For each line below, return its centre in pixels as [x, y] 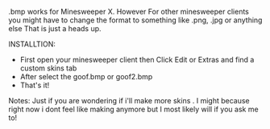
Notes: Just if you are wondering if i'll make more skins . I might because [129, 101]
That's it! [35, 85]
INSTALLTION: [32, 44]
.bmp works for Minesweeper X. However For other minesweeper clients [129, 12]
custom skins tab [48, 68]
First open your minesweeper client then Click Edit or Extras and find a [137, 60]
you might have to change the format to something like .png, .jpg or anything [135, 20]
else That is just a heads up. [55, 28]
